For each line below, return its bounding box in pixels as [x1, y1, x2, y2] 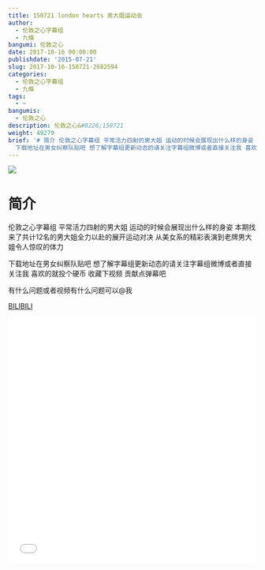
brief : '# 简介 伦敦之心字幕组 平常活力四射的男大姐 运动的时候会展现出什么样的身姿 [8, 136, 254, 144]
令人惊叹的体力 [14, 242, 64, 252]
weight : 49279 [8, 129, 55, 137]
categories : [8, 70, 47, 78]
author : [8, 19, 34, 27]
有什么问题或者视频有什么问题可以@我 [8, 286, 132, 295]
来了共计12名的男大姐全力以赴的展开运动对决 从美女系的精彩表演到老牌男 [8, 232, 246, 242]
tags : [8, 92, 26, 100]
